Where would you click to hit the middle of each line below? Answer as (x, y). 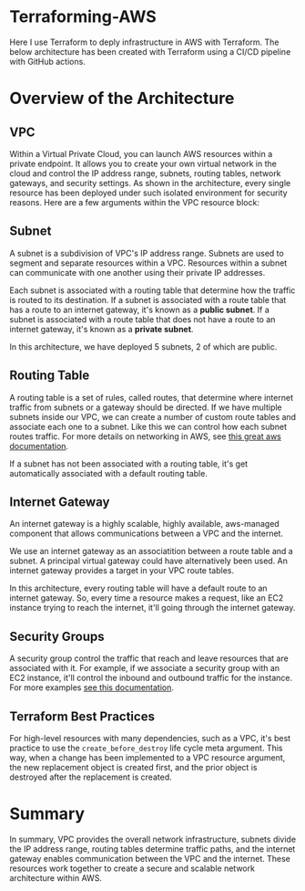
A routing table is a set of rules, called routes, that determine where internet (152, 397)
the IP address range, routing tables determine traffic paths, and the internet (152, 849)
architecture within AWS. (56, 877)
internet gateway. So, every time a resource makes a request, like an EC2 (147, 598)
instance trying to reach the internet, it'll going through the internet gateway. (152, 608)
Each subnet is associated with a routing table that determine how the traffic (152, 290)
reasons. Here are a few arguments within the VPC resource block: (134, 202)
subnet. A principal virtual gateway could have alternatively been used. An (149, 561)
